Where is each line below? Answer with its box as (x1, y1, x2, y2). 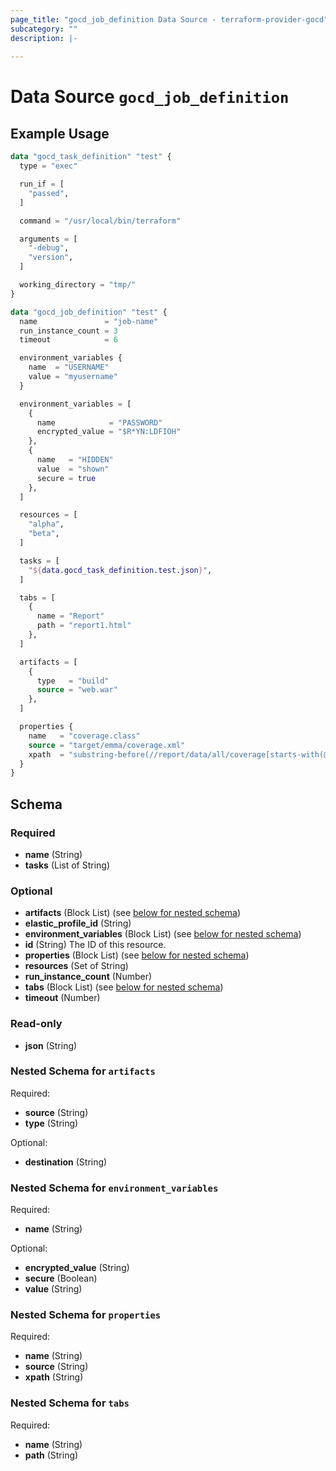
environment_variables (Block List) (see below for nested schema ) (24, 928, 302, 940)
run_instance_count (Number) (24, 971, 153, 983)
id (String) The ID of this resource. (24, 939, 167, 951)
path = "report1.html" (36, 621, 132, 631)
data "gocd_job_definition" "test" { (10, 307, 168, 317)
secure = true (36, 473, 97, 483)
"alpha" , (28, 519, 65, 530)
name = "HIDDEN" (36, 455, 114, 465)
